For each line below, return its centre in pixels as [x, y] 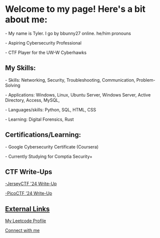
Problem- [146, 80]
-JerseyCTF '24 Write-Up [31, 184]
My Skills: [20, 68]
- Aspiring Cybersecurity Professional [43, 43]
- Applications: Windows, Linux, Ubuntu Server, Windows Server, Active [78, 95]
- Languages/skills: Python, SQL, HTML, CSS [51, 109]
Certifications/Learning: [43, 135]
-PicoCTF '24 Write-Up [29, 193]
